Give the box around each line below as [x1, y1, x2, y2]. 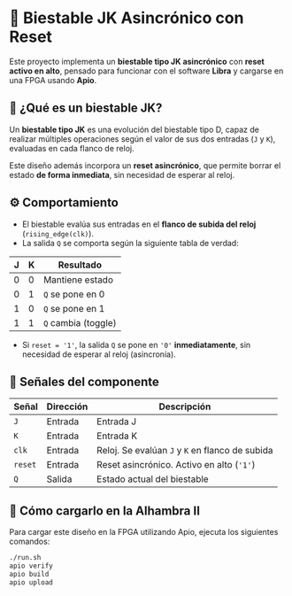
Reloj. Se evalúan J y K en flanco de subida [96, 445, 273, 457]
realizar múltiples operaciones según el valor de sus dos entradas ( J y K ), [9, 133, 276, 144]
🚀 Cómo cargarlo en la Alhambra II [9, 503, 201, 518]
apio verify [9, 561, 53, 570]
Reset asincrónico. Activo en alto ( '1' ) [96, 459, 256, 471]
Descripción [158, 400, 211, 413]
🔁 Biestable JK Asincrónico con [9, 8, 244, 28]
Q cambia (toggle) [42, 316, 117, 329]
